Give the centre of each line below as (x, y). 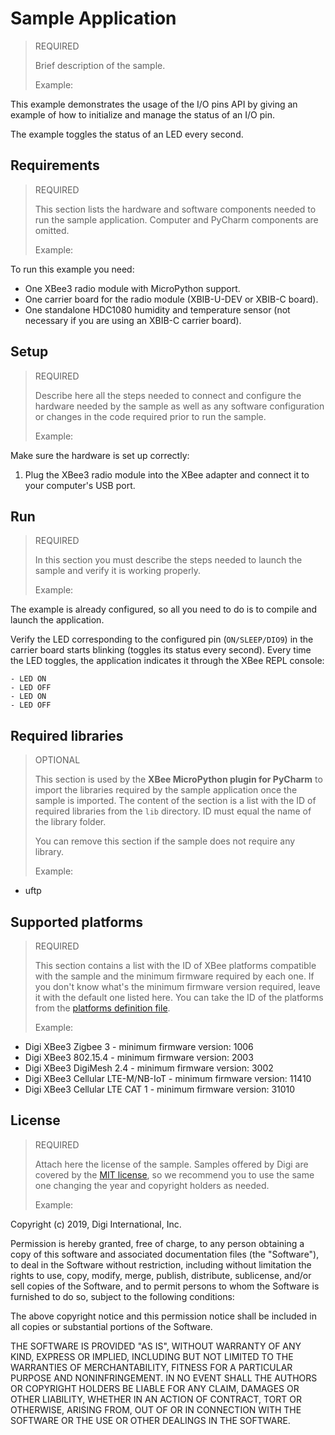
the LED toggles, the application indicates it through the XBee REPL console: (167, 661)
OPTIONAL (57, 760)
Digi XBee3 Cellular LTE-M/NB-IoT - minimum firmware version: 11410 (168, 1078)
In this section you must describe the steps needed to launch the (168, 560)
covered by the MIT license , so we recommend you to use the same (174, 1174)
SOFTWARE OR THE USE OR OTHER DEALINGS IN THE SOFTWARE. (150, 1420)
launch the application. (57, 620)
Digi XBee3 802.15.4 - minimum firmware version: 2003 (139, 1057)
